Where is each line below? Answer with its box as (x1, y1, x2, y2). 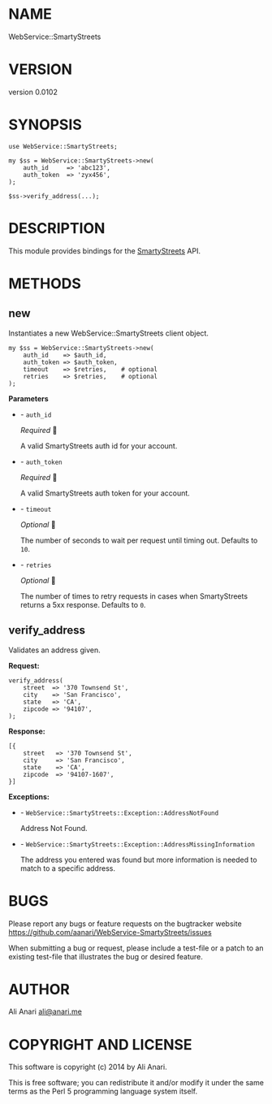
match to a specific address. (19, 863, 116, 873)
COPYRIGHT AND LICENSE (8, 1035, 192, 1054)
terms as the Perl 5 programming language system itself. (8, 1086, 197, 1097)
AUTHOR (8, 980, 71, 998)
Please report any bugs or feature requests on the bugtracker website (8, 919, 242, 929)
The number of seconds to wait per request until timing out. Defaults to (19, 535, 258, 545)
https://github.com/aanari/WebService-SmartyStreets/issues (8, 927, 213, 937)
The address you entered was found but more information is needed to (19, 855, 257, 864)
